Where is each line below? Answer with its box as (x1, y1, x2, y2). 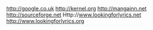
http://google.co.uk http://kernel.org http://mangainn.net (6, 5, 147, 12)
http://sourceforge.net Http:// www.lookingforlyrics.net (6, 11, 142, 18)
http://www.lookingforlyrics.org (6, 18, 85, 24)
